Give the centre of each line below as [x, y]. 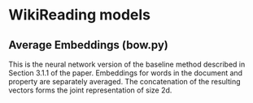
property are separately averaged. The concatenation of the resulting [124, 82]
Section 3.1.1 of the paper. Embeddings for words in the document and [125, 73]
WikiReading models [80, 15]
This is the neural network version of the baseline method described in [127, 64]
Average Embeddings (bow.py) [88, 45]
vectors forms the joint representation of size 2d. [90, 90]
